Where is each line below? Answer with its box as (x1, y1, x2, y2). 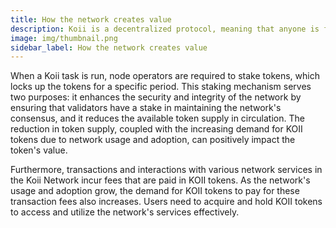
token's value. (10, 144, 68, 156)
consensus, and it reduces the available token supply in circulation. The (10, 112, 305, 125)
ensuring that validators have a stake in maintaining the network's (10, 102, 282, 114)
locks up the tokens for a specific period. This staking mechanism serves (10, 81, 312, 93)
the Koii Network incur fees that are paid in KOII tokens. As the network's (10, 174, 311, 186)
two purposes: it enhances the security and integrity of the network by (10, 91, 302, 103)
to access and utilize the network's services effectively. (10, 206, 240, 218)
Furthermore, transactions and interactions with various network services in (10, 164, 323, 176)
